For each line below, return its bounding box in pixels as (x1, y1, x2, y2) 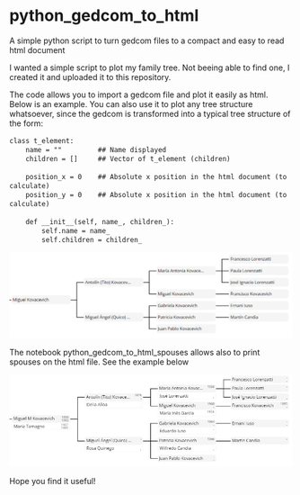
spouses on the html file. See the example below (9, 356, 190, 367)
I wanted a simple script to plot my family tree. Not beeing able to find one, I (9, 62, 290, 73)
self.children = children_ (41, 235, 143, 244)
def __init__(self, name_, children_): (25, 217, 175, 226)
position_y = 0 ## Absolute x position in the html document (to (25, 190, 287, 199)
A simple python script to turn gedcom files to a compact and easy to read (9, 35, 285, 46)
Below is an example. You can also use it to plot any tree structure (9, 98, 253, 109)
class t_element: (9, 136, 75, 145)
